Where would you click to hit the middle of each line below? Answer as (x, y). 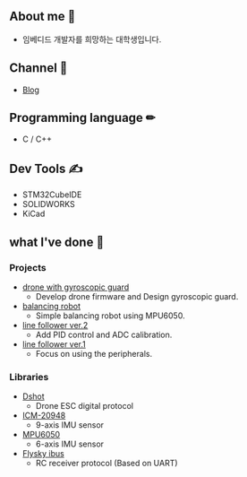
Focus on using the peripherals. (94, 353)
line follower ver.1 (54, 344)
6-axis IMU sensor (70, 444)
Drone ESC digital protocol (85, 406)
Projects (28, 267)
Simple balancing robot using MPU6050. (110, 316)
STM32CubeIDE (52, 195)
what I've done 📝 (57, 242)
